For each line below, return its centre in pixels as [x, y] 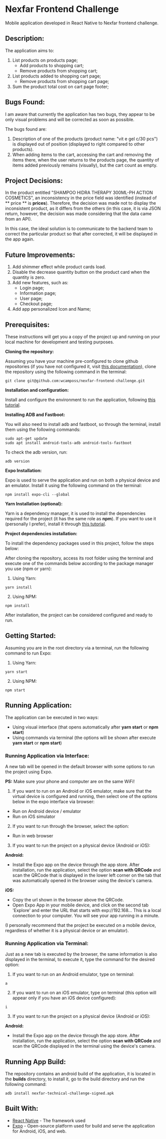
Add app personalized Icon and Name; [52, 309]
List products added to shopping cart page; [57, 76]
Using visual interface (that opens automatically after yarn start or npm [85, 727]
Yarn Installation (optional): [34, 504]
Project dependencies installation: [41, 533]
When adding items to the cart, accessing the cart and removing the [82, 155]
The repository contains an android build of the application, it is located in [80, 1074]
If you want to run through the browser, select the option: [71, 826]
